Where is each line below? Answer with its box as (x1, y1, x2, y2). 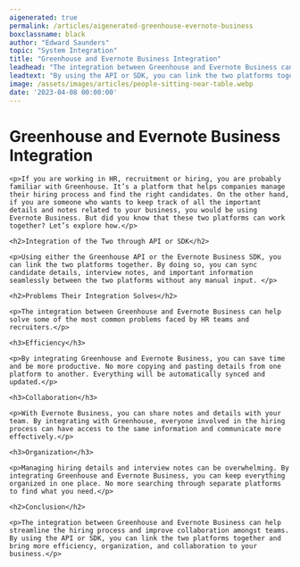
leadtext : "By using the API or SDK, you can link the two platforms (9, 71, 274, 80)
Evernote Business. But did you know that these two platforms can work (9, 213, 286, 223)
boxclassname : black (9, 29, 87, 38)
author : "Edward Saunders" (9, 38, 110, 47)
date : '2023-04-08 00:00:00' (9, 88, 118, 96)
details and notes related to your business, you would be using (9, 206, 257, 215)
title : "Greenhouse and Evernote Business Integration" (9, 54, 221, 63)
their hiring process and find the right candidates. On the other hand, (9, 190, 290, 199)
